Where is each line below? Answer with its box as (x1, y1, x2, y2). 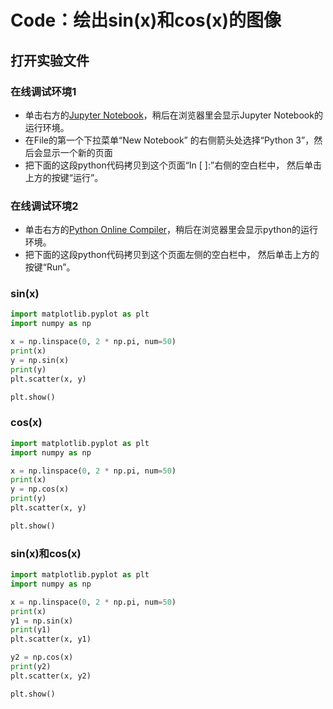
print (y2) (10, 662, 52, 672)
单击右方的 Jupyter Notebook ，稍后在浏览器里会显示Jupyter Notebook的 (24, 109, 323, 121)
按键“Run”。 (24, 261, 76, 273)
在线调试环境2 (10, 199, 79, 213)
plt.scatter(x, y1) (10, 634, 92, 645)
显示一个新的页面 (42, 146, 113, 158)
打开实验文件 (10, 52, 90, 69)
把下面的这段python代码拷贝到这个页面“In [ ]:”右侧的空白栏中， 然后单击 (24, 159, 323, 171)
